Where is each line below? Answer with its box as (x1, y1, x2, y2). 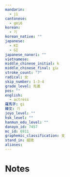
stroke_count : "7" (5, 70, 42, 75)
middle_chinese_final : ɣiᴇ (5, 66, 59, 71)
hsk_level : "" (5, 115, 34, 120)
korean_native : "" (5, 34, 42, 39)
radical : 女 (5, 75, 28, 80)
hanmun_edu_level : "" (5, 120, 49, 125)
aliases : (5, 143, 23, 147)
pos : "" (5, 88, 21, 93)
